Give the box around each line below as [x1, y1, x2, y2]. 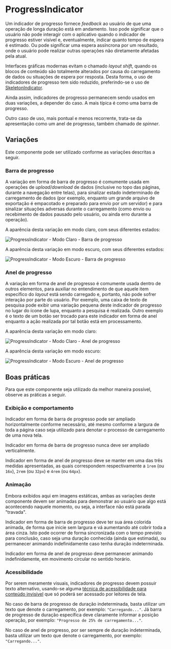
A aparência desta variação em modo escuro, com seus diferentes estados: [5, 246, 164, 253]
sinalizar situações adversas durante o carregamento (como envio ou [5, 206, 152, 212]
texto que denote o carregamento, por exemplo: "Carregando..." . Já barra [5, 606, 162, 613]
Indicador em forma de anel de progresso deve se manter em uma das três [5, 458, 163, 464]
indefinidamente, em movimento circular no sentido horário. [5, 556, 131, 562]
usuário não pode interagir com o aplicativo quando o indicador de [5, 31, 145, 37]
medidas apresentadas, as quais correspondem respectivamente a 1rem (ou [5, 463, 164, 469]
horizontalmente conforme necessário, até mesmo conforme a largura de [5, 421, 160, 428]
